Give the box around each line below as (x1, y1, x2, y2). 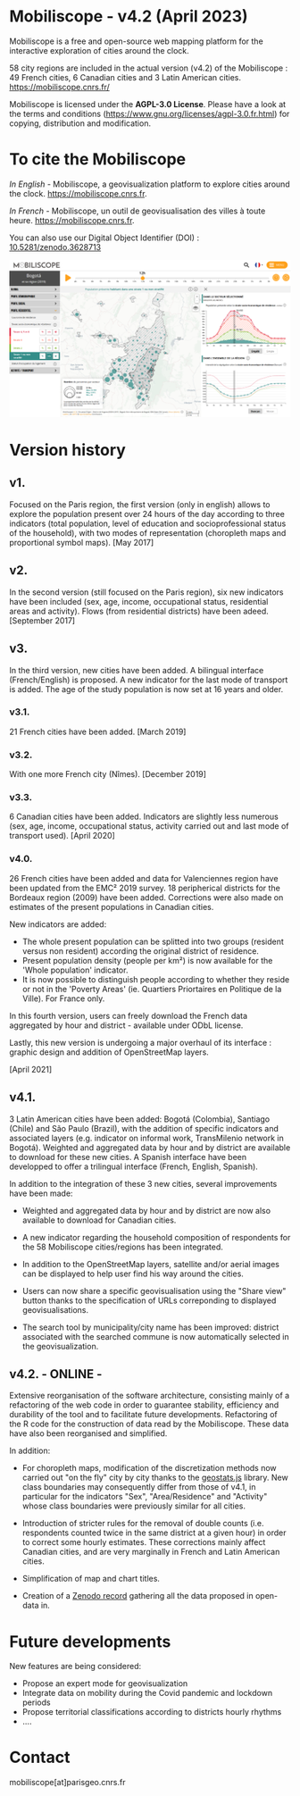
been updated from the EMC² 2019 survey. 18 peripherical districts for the (9, 882, 281, 893)
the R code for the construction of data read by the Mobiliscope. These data (9, 1418, 289, 1430)
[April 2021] (9, 1064, 53, 1074)
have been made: (9, 1188, 73, 1199)
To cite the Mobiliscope (9, 149, 187, 170)
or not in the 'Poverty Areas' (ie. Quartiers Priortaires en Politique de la (21, 983, 282, 994)
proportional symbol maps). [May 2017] (9, 537, 154, 547)
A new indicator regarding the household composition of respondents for (21, 1232, 291, 1242)
